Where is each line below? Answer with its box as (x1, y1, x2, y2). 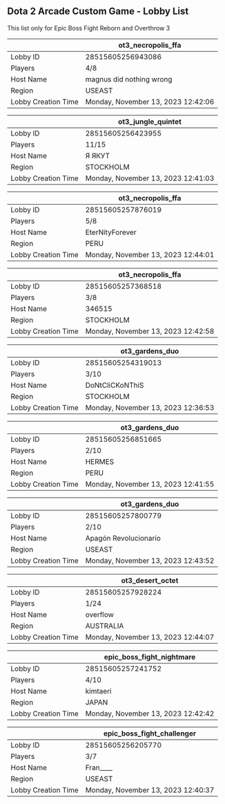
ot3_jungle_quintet (118, 117, 182, 127)
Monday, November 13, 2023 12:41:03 (85, 173, 215, 183)
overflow (85, 610, 114, 619)
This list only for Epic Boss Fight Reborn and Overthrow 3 (7, 24, 170, 32)
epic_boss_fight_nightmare (104, 652, 196, 662)
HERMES (85, 456, 115, 466)
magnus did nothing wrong (85, 74, 173, 84)
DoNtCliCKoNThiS (85, 380, 144, 390)
